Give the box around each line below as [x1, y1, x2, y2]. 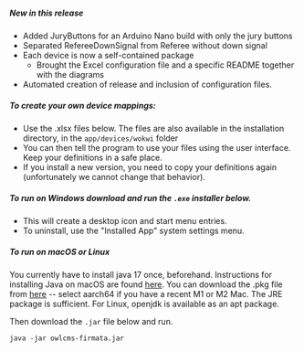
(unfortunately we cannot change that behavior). [22, 171, 205, 182]
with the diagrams [36, 69, 105, 80]
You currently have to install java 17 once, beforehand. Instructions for [9, 269, 272, 280]
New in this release [9, 7, 84, 18]
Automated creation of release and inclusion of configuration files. [22, 79, 272, 90]
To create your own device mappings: [9, 100, 157, 111]
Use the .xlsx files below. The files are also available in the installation [22, 123, 285, 133]
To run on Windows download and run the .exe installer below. [9, 192, 252, 203]
